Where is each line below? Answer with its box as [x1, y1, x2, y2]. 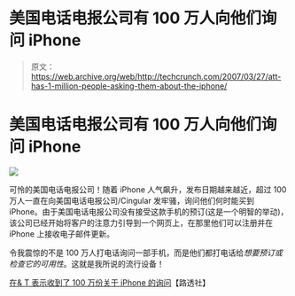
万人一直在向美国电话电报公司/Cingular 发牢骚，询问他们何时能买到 [9, 195, 255, 206]
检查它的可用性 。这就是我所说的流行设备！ [9, 258, 165, 269]
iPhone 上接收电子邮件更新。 [9, 228, 115, 239]
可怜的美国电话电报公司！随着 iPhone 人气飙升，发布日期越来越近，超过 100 [9, 183, 287, 195]
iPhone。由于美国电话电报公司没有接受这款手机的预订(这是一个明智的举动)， [9, 206, 289, 217]
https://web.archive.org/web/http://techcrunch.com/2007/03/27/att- [30, 71, 282, 82]
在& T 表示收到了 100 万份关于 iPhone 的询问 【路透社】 [9, 277, 211, 288]
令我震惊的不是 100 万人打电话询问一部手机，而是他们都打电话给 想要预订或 [9, 247, 283, 258]
